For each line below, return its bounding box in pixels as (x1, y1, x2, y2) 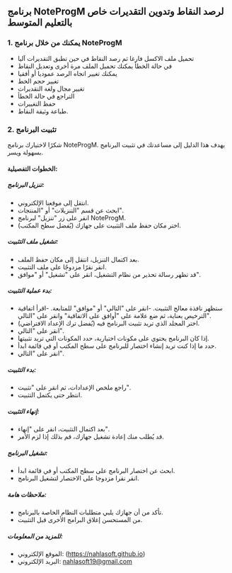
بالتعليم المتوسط (7, 17, 73, 29)
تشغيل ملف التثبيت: (7, 237, 59, 246)
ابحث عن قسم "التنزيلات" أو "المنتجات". (17, 205, 124, 215)
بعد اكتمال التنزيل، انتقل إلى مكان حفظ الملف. (17, 255, 139, 263)
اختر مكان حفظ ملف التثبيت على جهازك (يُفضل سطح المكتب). (17, 221, 182, 229)
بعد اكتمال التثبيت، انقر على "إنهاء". (17, 425, 110, 433)
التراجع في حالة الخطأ (17, 91, 75, 100)
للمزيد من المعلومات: (7, 531, 64, 540)
